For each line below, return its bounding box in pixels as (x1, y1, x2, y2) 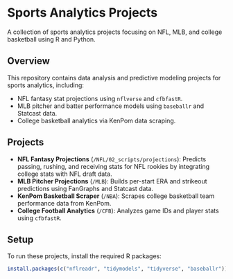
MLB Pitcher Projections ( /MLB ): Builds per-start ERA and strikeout (17, 177, 207, 185)
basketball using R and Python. (7, 35, 96, 43)
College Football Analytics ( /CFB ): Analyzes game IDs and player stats (17, 206, 220, 215)
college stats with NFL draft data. (17, 170, 112, 178)
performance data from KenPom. (17, 199, 112, 207)
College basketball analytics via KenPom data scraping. (17, 116, 176, 125)
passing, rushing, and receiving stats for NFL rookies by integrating (17, 162, 210, 170)
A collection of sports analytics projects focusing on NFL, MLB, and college (7, 28, 223, 36)
